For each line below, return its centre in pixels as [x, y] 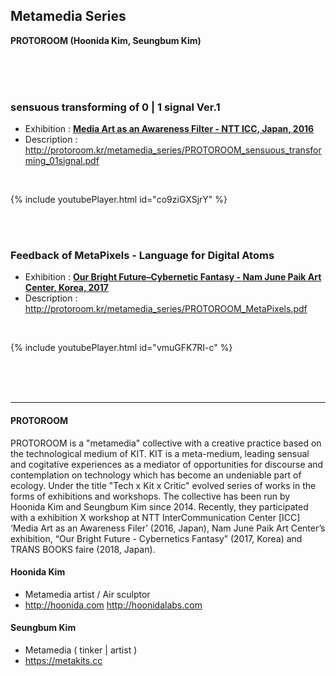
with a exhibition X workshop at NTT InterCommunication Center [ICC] [155, 517]
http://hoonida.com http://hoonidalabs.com [113, 605]
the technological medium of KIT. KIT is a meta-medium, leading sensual [160, 453]
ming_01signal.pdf [62, 161]
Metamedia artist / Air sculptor [87, 594]
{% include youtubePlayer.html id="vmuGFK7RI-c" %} [121, 348]
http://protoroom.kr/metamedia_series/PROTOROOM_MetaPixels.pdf [166, 309]
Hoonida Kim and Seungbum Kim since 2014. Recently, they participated [159, 506]
